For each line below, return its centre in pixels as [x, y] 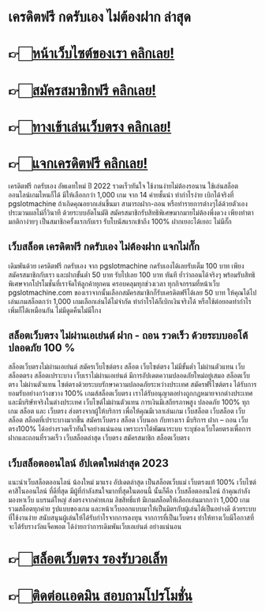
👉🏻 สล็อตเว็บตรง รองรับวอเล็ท [88, 559]
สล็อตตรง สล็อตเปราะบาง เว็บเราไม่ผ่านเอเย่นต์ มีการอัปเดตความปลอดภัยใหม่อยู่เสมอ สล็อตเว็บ [129, 376]
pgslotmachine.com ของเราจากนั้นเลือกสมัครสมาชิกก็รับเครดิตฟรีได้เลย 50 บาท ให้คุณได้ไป [132, 292]
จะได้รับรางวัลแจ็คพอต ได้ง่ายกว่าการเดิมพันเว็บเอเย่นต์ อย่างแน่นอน [95, 527]
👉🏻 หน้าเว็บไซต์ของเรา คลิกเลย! [91, 53]
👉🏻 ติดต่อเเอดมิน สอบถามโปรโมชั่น [101, 595]
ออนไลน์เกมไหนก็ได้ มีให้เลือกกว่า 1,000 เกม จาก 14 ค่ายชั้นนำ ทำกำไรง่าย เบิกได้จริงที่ [121, 194]
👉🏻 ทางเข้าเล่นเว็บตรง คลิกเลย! [90, 127]
